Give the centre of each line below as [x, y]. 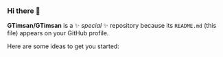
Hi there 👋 [24, 11]
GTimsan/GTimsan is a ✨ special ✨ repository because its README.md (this [112, 26]
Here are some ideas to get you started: [63, 46]
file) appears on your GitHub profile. [58, 33]
